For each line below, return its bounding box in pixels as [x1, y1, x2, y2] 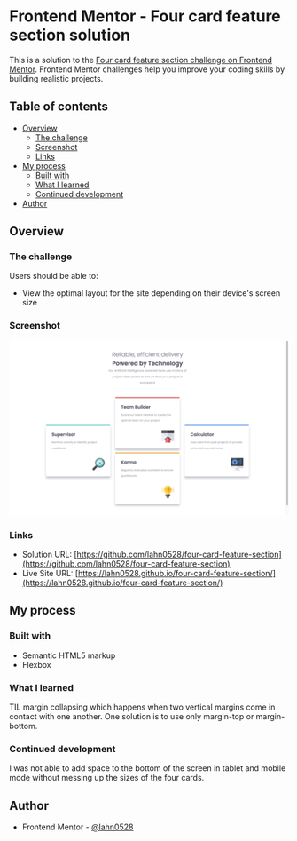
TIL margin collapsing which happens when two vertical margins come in [9, 702, 276, 712]
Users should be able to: [9, 271, 99, 282]
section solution [9, 25, 131, 45]
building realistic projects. [9, 73, 104, 83]
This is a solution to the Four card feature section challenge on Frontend [9, 54, 273, 65]
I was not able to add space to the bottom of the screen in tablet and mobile [9, 763, 286, 774]
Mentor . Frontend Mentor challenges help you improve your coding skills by [9, 64, 285, 75]
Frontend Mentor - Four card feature [9, 6, 281, 27]
